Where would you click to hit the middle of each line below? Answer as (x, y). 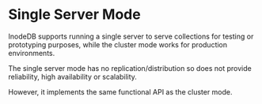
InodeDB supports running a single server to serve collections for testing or (131, 36)
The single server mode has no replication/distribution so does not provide (130, 68)
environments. (32, 53)
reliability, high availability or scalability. (72, 76)
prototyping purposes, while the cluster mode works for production (118, 44)
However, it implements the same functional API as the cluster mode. (120, 91)
